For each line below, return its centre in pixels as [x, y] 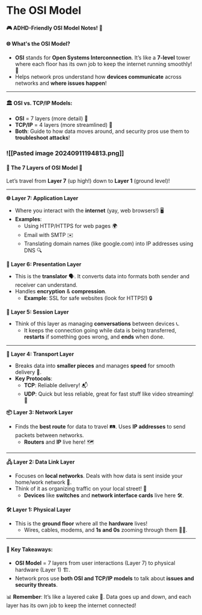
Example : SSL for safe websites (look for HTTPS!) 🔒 [88, 298]
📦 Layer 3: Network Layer [40, 412]
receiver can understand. [46, 285]
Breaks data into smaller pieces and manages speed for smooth [95, 366]
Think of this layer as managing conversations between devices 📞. [97, 324]
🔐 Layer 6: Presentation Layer [44, 265]
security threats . [36, 584]
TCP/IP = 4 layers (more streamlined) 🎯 [64, 125]
